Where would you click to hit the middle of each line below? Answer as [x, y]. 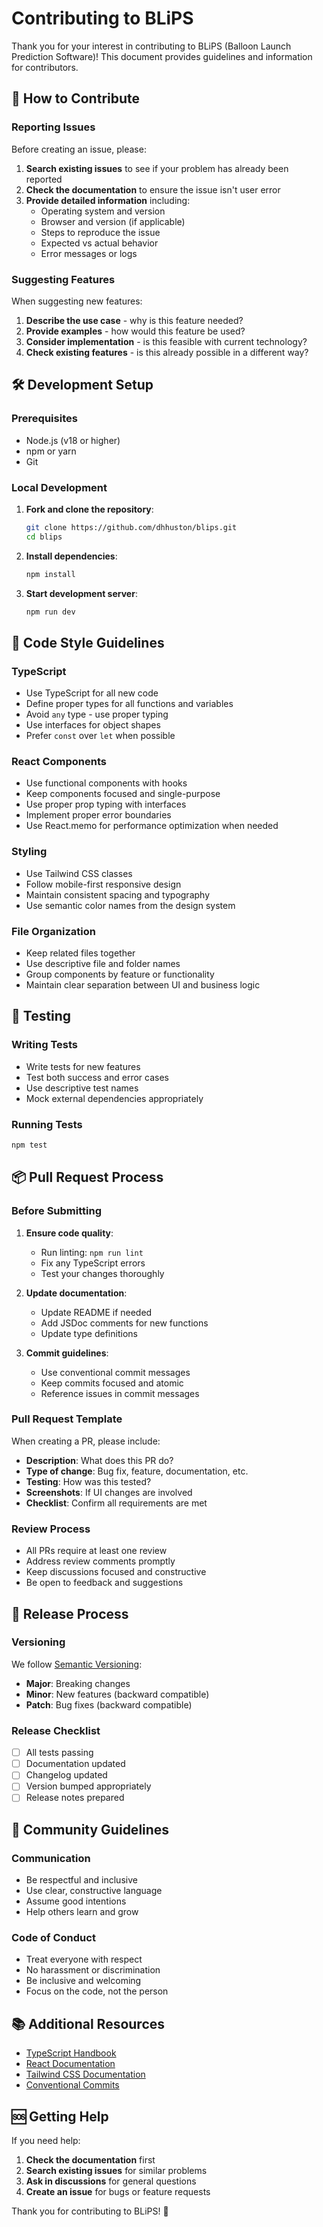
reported [44, 179]
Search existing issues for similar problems [116, 2171]
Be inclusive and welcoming [83, 1981]
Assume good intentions [76, 1901]
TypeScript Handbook [71, 2053]
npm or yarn [51, 451]
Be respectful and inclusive [81, 1880]
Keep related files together [80, 953]
